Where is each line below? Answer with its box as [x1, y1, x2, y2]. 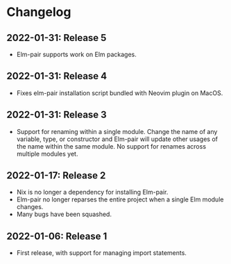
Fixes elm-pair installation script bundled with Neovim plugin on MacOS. [16, 88, 223, 97]
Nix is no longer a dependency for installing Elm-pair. [16, 188, 169, 197]
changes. [16, 203, 44, 211]
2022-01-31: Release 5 [6, 32, 107, 44]
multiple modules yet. [16, 149, 78, 158]
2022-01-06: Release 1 [6, 230, 108, 242]
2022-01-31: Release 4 [6, 70, 108, 82]
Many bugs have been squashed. [16, 210, 112, 219]
